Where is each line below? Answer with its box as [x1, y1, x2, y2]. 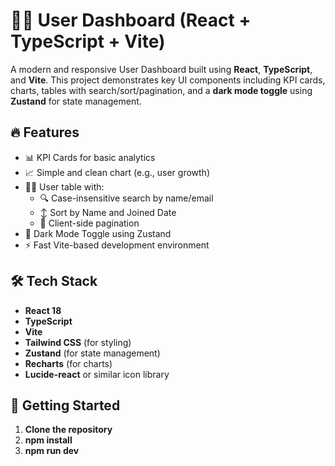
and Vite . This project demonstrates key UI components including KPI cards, [10, 74, 326, 86]
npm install [24, 434, 73, 446]
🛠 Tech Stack [10, 273, 98, 290]
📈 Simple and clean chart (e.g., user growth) [24, 166, 210, 178]
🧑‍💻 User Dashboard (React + [10, 9, 252, 32]
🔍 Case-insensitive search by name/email [39, 192, 214, 204]
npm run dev [24, 445, 80, 457]
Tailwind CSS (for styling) [24, 336, 132, 348]
